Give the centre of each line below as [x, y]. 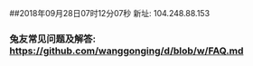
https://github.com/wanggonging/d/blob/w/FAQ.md [126, 51]
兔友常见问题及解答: [53, 39]
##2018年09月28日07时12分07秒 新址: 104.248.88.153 [110, 13]
